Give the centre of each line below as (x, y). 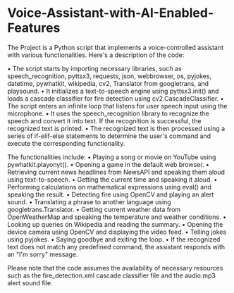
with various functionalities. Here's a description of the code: (96, 55)
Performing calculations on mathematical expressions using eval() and (109, 187)
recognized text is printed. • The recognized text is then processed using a (116, 128)
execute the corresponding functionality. (66, 143)
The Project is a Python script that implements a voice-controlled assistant (116, 47)
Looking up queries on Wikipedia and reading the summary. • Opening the (115, 224)
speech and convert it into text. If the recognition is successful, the (104, 120)
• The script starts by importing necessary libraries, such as (94, 68)
